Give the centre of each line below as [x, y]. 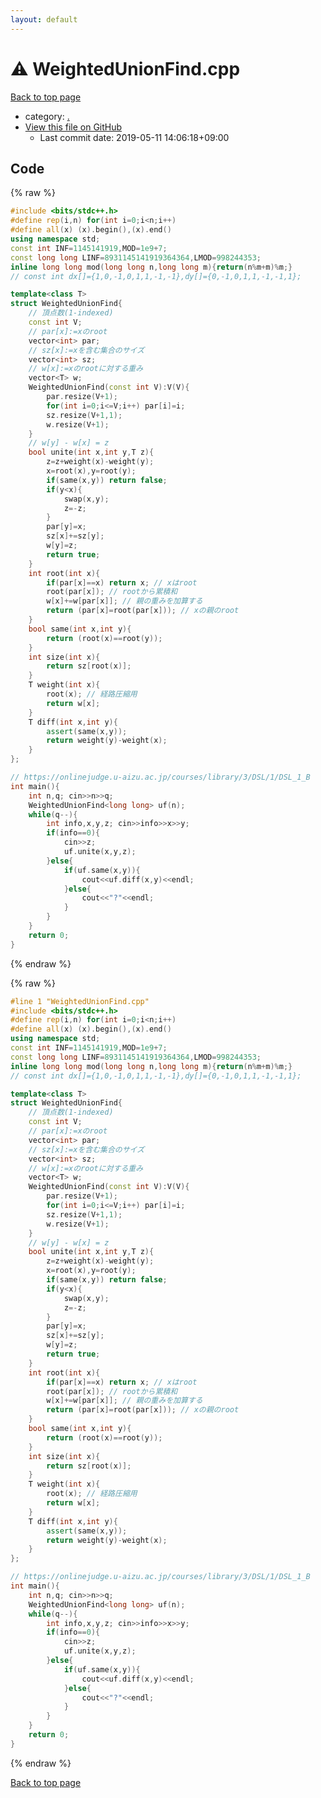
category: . [47, 116]
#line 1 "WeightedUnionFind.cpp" [80, 1001]
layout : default [44, 19]
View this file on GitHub [73, 127]
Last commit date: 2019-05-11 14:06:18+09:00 [134, 137]
